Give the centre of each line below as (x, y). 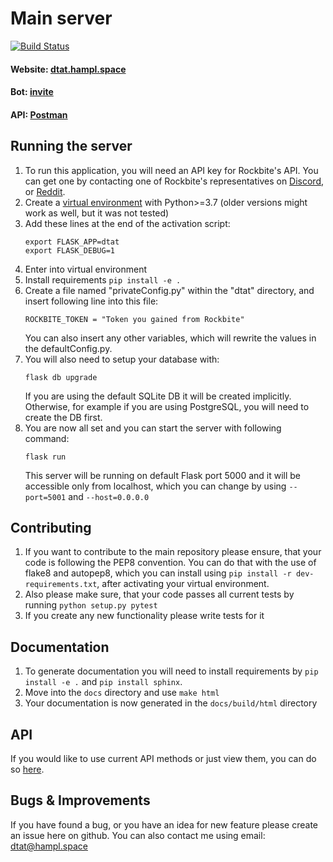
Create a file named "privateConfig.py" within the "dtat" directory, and (169, 290)
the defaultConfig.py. (68, 348)
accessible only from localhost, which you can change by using (155, 486)
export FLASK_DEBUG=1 (69, 250)
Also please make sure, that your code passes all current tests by (159, 594)
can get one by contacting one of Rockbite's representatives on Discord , (174, 181)
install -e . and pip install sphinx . (103, 682)
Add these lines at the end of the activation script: (127, 223)
